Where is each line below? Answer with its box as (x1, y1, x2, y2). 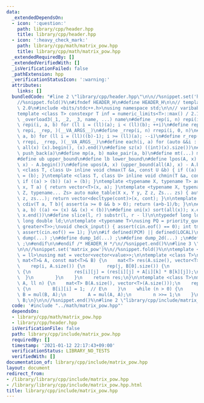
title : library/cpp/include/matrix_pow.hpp (6, 387, 118, 394)
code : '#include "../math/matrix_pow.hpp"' (12, 303, 123, 309)
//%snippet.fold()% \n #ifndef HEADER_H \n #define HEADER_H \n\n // (17, 99, 181, 105)
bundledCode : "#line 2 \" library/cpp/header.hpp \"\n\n (12, 94, 154, 100)
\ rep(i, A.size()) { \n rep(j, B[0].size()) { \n (17, 263, 170, 269)
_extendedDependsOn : (12, 15, 64, 21)
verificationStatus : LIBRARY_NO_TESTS (12, 348, 110, 354)
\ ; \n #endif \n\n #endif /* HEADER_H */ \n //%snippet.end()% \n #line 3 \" (17, 241, 200, 247)
